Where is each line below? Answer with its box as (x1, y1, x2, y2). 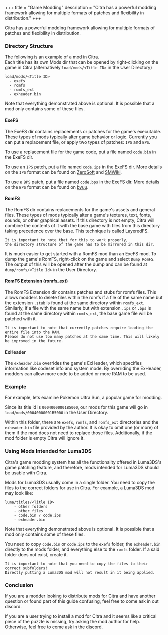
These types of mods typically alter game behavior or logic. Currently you (5, 134, 157, 140)
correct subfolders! (5, 565, 48, 571)
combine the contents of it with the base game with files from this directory (5, 222, 160, 228)
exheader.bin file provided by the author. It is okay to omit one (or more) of (5, 425, 159, 431)
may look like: (5, 490, 33, 496)
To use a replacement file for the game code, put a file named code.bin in (5, 149, 156, 155)
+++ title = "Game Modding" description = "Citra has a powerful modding (5, 5, 156, 10)
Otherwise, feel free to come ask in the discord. (5, 624, 103, 630)
